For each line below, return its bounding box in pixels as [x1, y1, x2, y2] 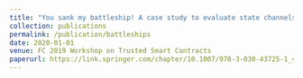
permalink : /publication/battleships [9, 30, 151, 39]
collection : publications [9, 22, 106, 30]
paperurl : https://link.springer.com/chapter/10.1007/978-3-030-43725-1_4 [9, 55, 297, 64]
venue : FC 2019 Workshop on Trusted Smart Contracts [9, 47, 212, 56]
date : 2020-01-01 [9, 38, 75, 48]
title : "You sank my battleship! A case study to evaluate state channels [9, 13, 297, 22]
